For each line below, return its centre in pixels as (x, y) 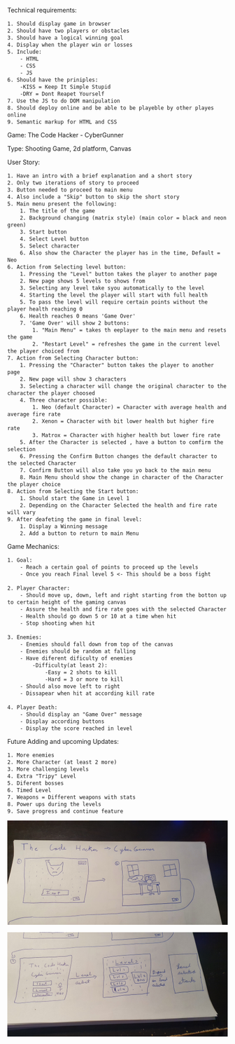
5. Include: (24, 52)
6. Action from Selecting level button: (67, 267)
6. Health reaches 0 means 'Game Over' (78, 316)
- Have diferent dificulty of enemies (76, 658)
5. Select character (50, 246)
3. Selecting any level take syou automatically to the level (112, 288)
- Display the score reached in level (76, 728)
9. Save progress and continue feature (65, 811)
